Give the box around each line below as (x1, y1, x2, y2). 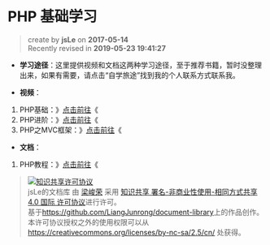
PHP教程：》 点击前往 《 (19, 159, 99, 169)
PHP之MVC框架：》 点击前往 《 (19, 125, 123, 135)
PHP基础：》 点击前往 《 (19, 105, 99, 114)
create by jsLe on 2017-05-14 (27, 34, 129, 45)
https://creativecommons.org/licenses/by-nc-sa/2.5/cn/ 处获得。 (27, 227, 246, 237)
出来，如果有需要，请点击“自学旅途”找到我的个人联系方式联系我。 (19, 70, 241, 80)
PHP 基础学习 (7, 7, 98, 26)
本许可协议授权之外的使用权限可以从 (27, 217, 150, 227)
